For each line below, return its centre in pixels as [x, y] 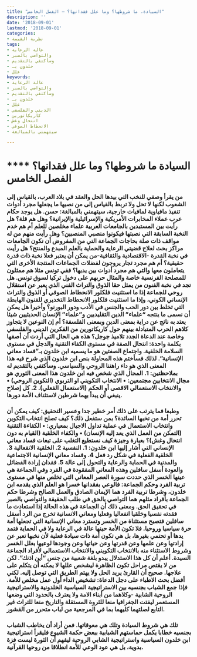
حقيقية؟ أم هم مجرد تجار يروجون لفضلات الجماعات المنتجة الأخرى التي [95, 263]
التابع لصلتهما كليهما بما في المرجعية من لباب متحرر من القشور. [86, 609]
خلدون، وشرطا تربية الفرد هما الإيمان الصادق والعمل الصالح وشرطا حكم [96, 491]
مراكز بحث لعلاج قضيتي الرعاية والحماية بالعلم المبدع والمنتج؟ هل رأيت [95, 248]
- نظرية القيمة [25, 39]
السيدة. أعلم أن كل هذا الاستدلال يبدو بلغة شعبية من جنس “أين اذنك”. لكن [99, 558]
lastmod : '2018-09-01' [34, 28]
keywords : [19, 77]
